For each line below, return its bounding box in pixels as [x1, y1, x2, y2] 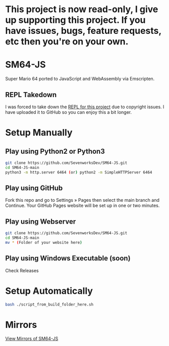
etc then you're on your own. [5, 36, 129, 48]
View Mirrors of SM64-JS [5, 335, 59, 342]
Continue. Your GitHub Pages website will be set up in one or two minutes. [5, 202, 160, 208]
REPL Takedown [5, 90, 57, 99]
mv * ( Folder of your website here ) [5, 240, 82, 245]
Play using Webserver [5, 217, 76, 226]
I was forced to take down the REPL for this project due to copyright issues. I [5, 104, 164, 110]
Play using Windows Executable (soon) [5, 254, 131, 263]
